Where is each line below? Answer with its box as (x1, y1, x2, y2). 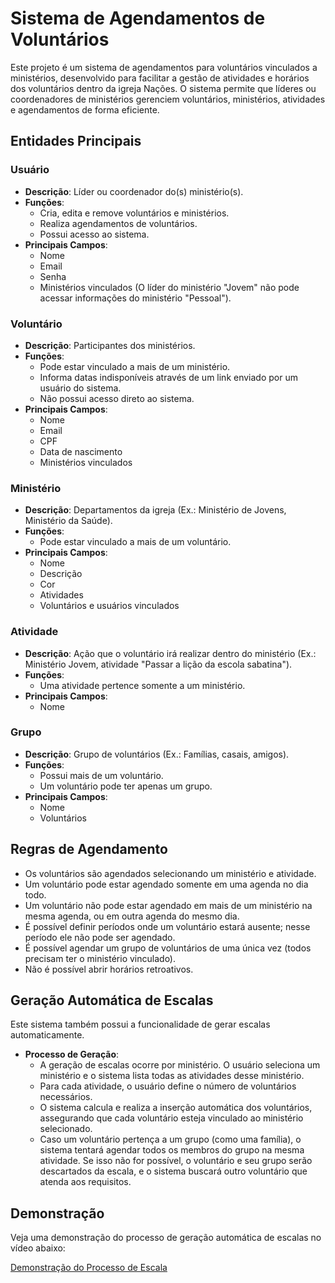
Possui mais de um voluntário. (39, 769, 164, 781)
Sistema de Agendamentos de (10, 7, 266, 30)
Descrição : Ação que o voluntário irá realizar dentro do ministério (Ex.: (24, 647, 317, 659)
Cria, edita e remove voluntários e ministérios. (39, 207, 230, 219)
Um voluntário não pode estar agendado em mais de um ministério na (24, 899, 313, 911)
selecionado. (39, 1123, 93, 1135)
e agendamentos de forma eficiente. (10, 103, 160, 116)
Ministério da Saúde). (24, 515, 113, 527)
